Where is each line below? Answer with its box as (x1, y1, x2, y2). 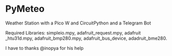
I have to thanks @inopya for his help (5, 45, 84, 51)
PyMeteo (5, 3, 45, 15)
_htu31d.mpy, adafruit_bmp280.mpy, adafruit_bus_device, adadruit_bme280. (5, 35, 167, 41)
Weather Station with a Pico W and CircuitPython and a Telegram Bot (5, 20, 151, 26)
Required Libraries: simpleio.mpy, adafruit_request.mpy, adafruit (5, 30, 141, 36)
